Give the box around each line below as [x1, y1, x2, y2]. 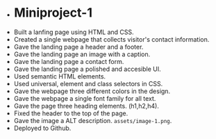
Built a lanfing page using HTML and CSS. [13, 28, 134, 36]
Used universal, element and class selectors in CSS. [13, 79, 163, 88]
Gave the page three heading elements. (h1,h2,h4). [13, 101, 160, 110]
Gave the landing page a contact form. [13, 57, 124, 65]
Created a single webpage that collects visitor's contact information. [13, 35, 210, 43]
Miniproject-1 [13, 5, 92, 21]
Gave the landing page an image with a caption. [13, 50, 151, 58]
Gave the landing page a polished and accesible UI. [13, 65, 161, 73]
